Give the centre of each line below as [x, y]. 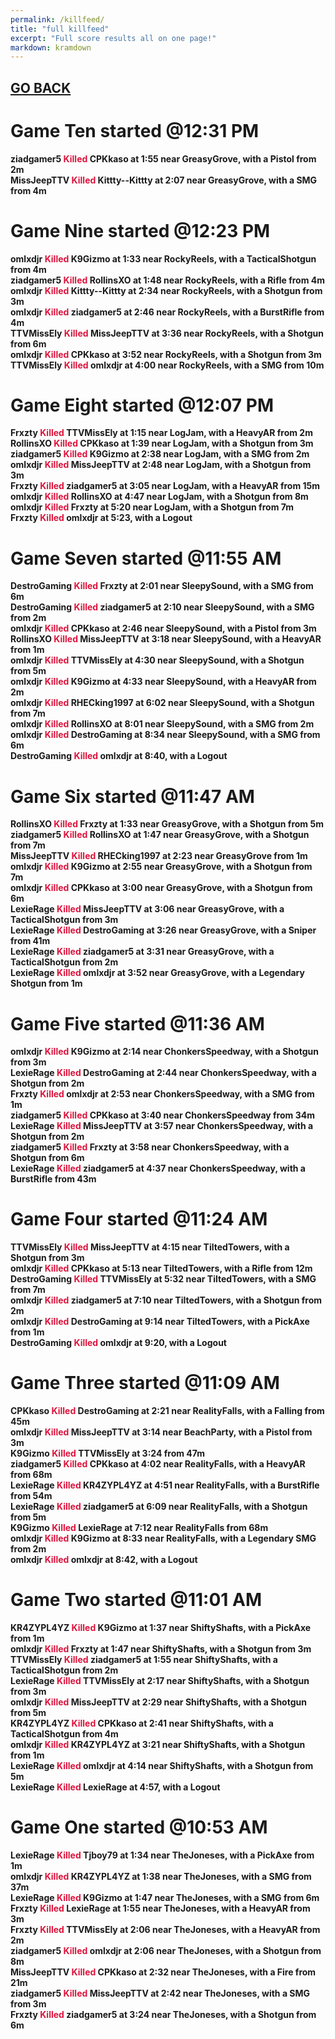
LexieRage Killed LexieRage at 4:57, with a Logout [115, 1787]
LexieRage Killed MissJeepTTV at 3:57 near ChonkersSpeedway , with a [162, 1126]
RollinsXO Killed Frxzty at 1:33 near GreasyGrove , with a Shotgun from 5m [167, 824]
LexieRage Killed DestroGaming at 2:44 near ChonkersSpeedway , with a [163, 1073]
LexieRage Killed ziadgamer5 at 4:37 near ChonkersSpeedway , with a [158, 1168]
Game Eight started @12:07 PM [142, 405]
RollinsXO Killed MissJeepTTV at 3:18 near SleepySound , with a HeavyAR [166, 639]
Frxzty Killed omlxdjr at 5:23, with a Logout [101, 518]
